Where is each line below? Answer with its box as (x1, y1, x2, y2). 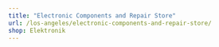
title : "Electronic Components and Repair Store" (8, 11, 177, 20)
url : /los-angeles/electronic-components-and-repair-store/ (8, 19, 213, 27)
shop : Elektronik (8, 26, 66, 34)
